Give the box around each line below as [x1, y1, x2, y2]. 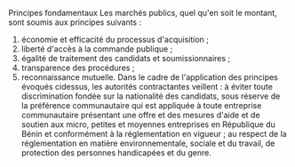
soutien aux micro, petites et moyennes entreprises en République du [20, 119, 276, 130]
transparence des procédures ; [20, 62, 135, 73]
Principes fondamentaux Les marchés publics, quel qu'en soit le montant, [8, 8, 277, 18]
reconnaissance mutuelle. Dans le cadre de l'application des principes [20, 72, 279, 83]
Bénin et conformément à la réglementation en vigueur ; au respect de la [20, 129, 287, 139]
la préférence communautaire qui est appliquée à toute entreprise [20, 100, 262, 110]
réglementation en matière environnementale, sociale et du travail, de [20, 138, 275, 148]
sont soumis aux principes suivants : [8, 17, 142, 28]
